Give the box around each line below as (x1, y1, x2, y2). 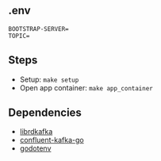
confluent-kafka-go (19, 136, 85, 145)
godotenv (19, 144, 52, 153)
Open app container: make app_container (19, 82, 153, 92)
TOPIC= (8, 32, 30, 40)
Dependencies (8, 106, 82, 120)
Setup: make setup (19, 75, 79, 84)
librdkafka (19, 127, 53, 136)
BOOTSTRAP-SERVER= (8, 25, 69, 33)
